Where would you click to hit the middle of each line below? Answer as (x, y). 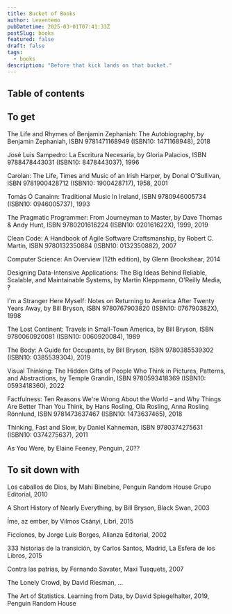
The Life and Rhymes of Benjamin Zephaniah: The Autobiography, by (106, 134)
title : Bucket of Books (42, 14)
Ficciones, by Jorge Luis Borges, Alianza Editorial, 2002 (87, 534)
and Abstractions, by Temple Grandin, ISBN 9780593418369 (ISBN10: (107, 378)
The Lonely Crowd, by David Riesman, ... (65, 582)
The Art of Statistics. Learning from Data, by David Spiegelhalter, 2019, (108, 596)
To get (21, 117)
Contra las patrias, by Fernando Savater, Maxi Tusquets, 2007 (96, 569)
